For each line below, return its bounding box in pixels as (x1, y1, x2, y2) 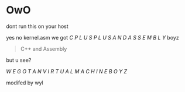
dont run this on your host (6, 23, 68, 30)
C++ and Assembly (20, 45, 67, 52)
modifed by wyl (6, 79, 43, 86)
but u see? (6, 56, 32, 63)
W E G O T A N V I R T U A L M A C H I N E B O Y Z (6, 68, 128, 75)
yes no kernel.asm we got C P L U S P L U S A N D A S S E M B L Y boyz (6, 34, 180, 41)
